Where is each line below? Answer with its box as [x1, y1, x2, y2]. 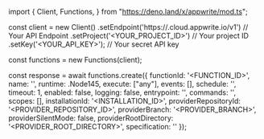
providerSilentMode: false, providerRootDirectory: [8, 113, 174, 123]
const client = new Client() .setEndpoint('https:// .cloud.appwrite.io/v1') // [8, 22, 249, 31]
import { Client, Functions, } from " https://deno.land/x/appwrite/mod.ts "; [8, 7, 248, 16]
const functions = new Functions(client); [8, 55, 142, 64]
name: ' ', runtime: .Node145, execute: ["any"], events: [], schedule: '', [8, 80, 237, 88]
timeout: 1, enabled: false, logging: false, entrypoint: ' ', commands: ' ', [8, 88, 236, 97]
